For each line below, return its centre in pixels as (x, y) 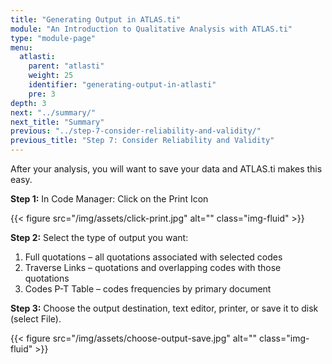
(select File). (36, 319)
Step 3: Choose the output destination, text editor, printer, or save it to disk (164, 308)
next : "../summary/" (53, 112)
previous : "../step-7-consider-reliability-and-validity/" (136, 131)
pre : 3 (42, 94)
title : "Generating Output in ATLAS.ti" (96, 19)
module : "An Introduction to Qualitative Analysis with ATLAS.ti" (151, 29)
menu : (21, 47)
